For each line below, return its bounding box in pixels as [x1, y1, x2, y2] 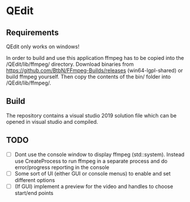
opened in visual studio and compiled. [6, 118, 98, 125]
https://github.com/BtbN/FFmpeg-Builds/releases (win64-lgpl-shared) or [6, 67, 184, 74]
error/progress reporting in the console [14, 163, 110, 171]
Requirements [6, 28, 59, 38]
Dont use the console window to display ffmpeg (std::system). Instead [14, 151, 185, 158]
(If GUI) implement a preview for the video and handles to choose [14, 183, 174, 190]
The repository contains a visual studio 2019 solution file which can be [6, 112, 177, 119]
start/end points [14, 189, 54, 196]
